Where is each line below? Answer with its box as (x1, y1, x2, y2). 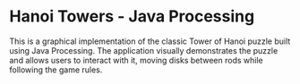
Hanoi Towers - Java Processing (9, 6, 255, 27)
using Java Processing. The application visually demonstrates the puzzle (9, 45, 279, 55)
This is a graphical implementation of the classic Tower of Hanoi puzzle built (9, 36, 291, 46)
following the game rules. (9, 64, 103, 75)
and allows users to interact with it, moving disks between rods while (9, 55, 263, 65)
